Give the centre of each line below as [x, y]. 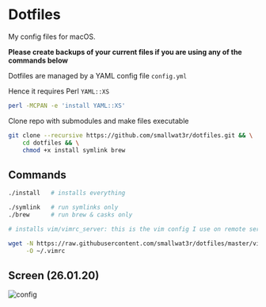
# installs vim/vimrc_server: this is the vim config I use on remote [127, 229]
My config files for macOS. [52, 36]
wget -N [21, 244]
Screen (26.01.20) [54, 275]
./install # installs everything [67, 193]
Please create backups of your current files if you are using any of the [125, 52]
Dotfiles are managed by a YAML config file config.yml [98, 75]
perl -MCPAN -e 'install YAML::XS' [67, 106]
